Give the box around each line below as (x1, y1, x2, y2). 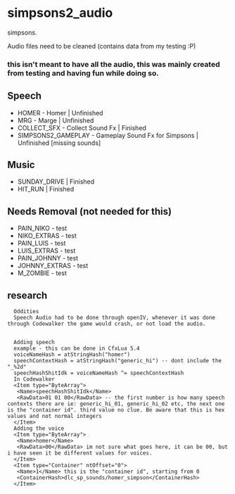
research (7, 289, 48, 301)
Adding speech (13, 339, 55, 346)
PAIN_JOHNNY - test (17, 254, 79, 262)
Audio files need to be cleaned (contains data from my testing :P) (7, 42, 196, 50)
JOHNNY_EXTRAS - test (17, 262, 89, 270)
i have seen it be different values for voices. (7, 450, 153, 457)
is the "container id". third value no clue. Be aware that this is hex (7, 407, 225, 414)
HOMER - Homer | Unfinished (17, 108, 103, 117)
